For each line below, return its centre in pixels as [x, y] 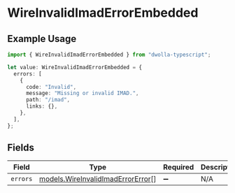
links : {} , [42, 106]
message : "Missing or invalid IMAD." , [82, 93]
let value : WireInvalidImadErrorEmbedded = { [74, 67]
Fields [21, 148]
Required [179, 167]
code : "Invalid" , [51, 87]
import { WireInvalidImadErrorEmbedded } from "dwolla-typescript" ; [109, 55]
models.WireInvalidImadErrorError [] [98, 179]
